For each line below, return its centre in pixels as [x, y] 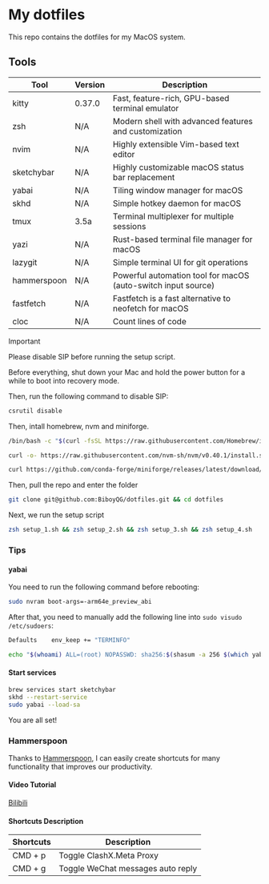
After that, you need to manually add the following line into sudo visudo [125, 617]
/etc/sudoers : [31, 625]
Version [90, 84]
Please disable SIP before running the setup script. [92, 356]
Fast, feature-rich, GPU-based [171, 98]
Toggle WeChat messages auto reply [128, 869]
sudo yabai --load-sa [44, 705]
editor [124, 154]
